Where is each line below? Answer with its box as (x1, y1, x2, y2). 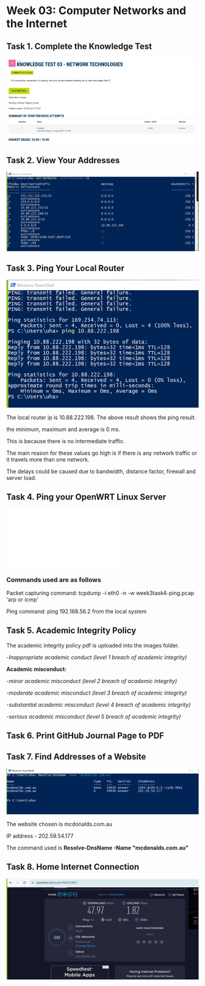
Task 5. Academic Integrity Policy (6, 626, 137, 636)
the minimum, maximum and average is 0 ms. (6, 425, 120, 433)
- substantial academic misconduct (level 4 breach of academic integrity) (6, 701, 191, 708)
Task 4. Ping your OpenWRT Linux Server (6, 492, 167, 502)
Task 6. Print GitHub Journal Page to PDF (6, 731, 165, 741)
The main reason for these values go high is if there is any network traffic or (6, 449, 197, 457)
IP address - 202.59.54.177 (6, 832, 74, 840)
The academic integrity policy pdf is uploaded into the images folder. (6, 641, 179, 649)
